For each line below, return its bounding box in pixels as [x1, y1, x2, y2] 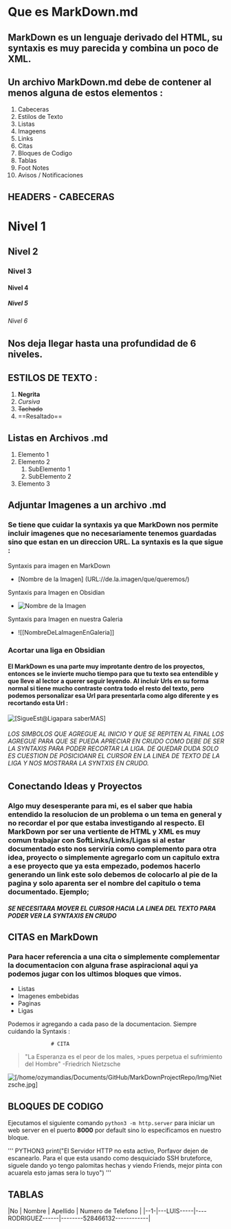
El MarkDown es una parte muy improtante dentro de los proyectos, [8, 662, 205, 671]
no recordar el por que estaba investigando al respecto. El [8, 818, 205, 828]
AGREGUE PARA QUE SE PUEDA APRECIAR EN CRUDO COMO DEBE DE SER [8, 737, 225, 746]
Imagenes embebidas [17, 992, 80, 1001]
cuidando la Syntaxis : [8, 1027, 71, 1036]
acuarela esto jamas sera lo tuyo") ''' [8, 1168, 112, 1177]
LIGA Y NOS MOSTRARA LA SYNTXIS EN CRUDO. [8, 759, 150, 768]
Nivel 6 [8, 316, 28, 325]
